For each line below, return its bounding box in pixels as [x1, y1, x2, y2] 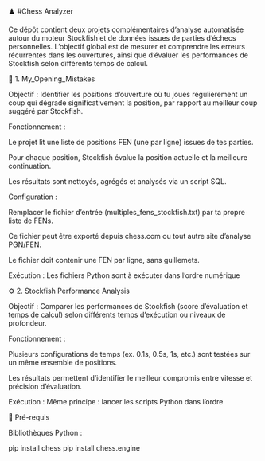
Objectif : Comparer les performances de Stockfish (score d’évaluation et [8, 302, 248, 311]
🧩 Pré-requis [8, 412, 50, 422]
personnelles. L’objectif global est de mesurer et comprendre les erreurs [8, 42, 245, 51]
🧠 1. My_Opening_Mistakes [8, 74, 95, 84]
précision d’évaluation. [8, 381, 82, 391]
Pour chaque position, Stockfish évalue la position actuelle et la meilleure [8, 153, 248, 162]
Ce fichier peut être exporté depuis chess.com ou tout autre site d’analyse [8, 232, 251, 240]
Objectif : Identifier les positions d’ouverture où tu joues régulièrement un [8, 90, 248, 99]
